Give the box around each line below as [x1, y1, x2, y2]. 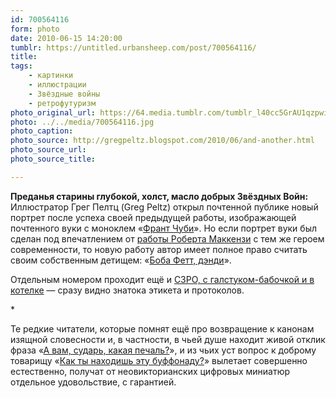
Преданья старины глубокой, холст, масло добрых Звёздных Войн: [10, 190, 309, 202]
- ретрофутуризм [28, 98, 97, 108]
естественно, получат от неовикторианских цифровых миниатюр [10, 365, 291, 377]
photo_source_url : [10, 145, 87, 155]
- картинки [28, 71, 74, 81]
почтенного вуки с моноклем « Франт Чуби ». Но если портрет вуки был [10, 222, 317, 234]
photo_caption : [10, 126, 74, 136]
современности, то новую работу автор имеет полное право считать [10, 243, 308, 255]
